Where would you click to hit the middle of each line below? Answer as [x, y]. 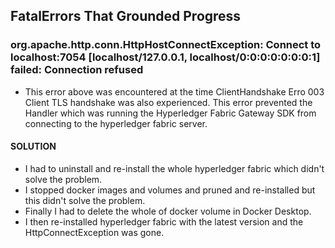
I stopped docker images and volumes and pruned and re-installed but [170, 190]
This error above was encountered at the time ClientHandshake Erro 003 [174, 91]
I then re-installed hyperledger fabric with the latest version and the [164, 221]
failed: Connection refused [77, 70]
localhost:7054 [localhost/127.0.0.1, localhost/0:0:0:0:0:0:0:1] [165, 57]
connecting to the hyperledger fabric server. [116, 123]
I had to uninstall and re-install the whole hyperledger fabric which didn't [174, 168]
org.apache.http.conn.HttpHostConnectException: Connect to [166, 45]
